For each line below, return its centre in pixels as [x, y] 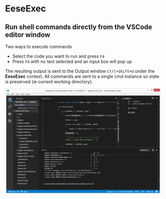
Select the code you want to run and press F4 [58, 56]
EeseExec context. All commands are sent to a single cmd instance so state [82, 76]
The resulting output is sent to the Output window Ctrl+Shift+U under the [80, 71]
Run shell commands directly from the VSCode [79, 27]
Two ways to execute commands [39, 47]
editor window [28, 34]
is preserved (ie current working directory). [49, 82]
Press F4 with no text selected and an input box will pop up [72, 62]
